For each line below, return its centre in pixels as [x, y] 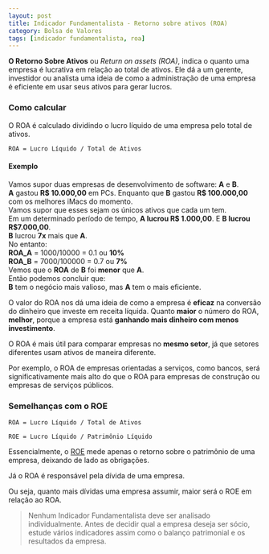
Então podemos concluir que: [57, 278]
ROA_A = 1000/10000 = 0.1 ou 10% [66, 252]
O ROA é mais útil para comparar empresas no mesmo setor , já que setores [134, 344]
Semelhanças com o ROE [58, 406]
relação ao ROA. [35, 500]
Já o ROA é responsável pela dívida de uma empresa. [97, 476]
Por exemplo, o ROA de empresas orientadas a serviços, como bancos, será [134, 368]
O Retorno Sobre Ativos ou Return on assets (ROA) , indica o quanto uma [129, 61]
